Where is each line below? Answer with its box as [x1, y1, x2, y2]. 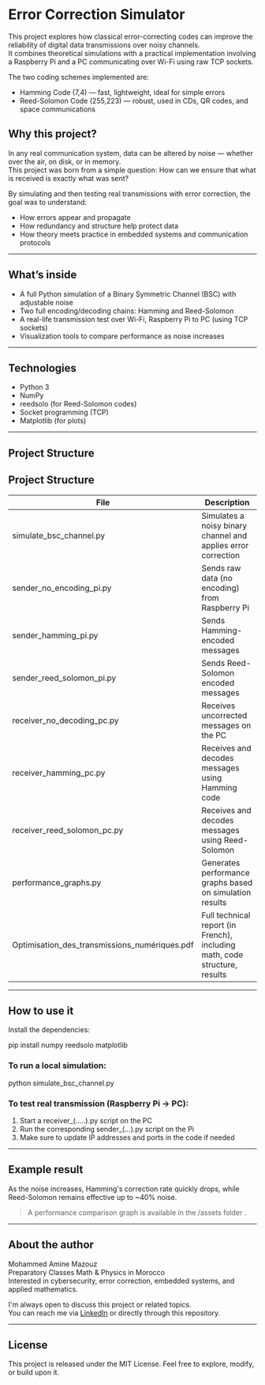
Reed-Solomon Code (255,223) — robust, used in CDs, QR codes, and [19, 96, 248, 105]
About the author [8, 1238, 95, 1251]
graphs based [201, 876, 253, 887]
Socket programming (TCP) [19, 407, 109, 417]
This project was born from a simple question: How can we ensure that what [8, 165, 256, 175]
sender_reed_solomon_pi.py [12, 672, 117, 683]
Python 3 [19, 382, 50, 392]
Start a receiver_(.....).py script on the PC [19, 1115, 152, 1125]
